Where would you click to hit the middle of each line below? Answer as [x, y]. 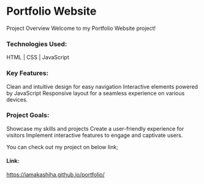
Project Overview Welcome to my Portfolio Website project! [81, 28]
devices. [17, 100]
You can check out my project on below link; [62, 147]
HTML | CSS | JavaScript [38, 57]
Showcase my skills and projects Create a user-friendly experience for [95, 128]
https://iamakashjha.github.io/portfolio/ [56, 175]
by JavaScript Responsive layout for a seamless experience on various [96, 93]
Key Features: [28, 73]
